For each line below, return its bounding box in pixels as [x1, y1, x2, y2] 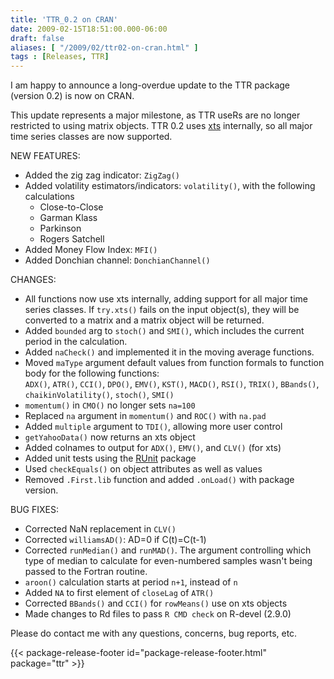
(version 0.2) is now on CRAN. [10, 90, 135, 102]
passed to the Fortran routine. [24, 566, 148, 578]
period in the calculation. [24, 336, 128, 348]
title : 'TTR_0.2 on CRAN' [10, 14, 118, 25]
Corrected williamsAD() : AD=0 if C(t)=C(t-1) [24, 534, 207, 546]
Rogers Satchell [39, 233, 105, 245]
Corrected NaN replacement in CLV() [24, 523, 177, 535]
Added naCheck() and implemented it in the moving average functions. [24, 346, 315, 358]
